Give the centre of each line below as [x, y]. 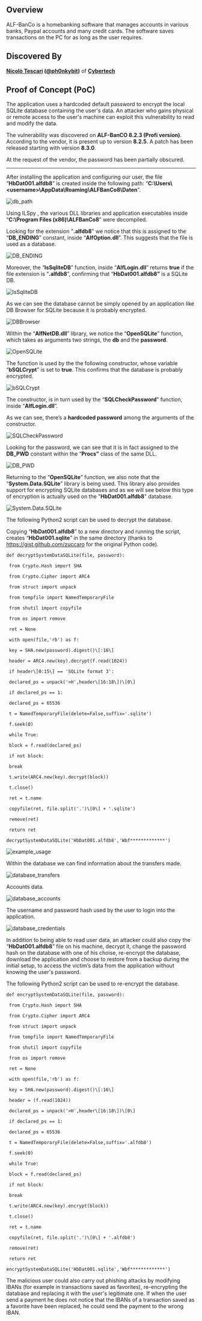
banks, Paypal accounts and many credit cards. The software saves [90, 31]
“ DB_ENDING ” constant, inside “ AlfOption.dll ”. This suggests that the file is [100, 238]
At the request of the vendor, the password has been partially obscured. [95, 160]
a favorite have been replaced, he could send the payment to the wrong [95, 1307]
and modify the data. [32, 124]
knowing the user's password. [44, 972]
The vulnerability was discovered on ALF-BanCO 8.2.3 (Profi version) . [94, 135]
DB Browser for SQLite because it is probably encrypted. [76, 310]
